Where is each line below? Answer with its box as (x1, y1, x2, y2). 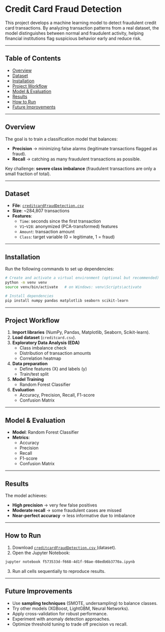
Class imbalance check (19, 345, 67, 351)
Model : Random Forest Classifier (12, 429, 79, 435)
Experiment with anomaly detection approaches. (12, 616, 110, 622)
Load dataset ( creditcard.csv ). (12, 335, 76, 341)
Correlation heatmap (19, 355, 61, 361)
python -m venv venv (5, 280, 48, 285)
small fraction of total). (5, 171, 51, 177)
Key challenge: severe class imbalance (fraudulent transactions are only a (5, 165, 156, 171)
